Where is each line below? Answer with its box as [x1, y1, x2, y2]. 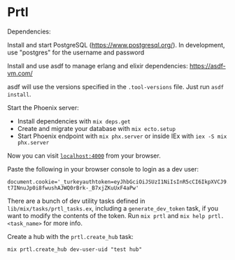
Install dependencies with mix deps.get [17, 116, 131, 125]
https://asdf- [189, 61, 226, 70]
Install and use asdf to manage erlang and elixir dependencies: [7, 61, 188, 70]
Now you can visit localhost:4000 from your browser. [7, 151, 161, 160]
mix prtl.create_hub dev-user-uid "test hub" [7, 245, 142, 253]
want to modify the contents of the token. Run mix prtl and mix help [7, 211, 206, 220]
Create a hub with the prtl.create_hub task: [7, 232, 134, 240]
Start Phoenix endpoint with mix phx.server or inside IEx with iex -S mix [17, 132, 227, 140]
